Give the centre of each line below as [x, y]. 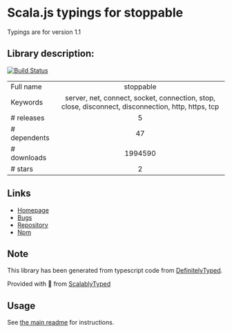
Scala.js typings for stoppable [95, 13]
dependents [30, 138]
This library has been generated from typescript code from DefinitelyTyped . [115, 271]
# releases [28, 118]
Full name [27, 87]
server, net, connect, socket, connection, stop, [141, 98]
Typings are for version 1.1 [44, 32]
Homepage [33, 210]
